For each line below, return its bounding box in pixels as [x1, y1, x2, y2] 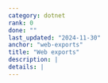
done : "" [8, 26, 37, 34]
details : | [8, 63, 44, 71]
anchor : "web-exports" [8, 41, 83, 49]
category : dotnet [8, 11, 66, 20]
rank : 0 [8, 19, 34, 27]
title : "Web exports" [8, 48, 80, 56]
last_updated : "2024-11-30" [8, 33, 102, 42]
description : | [8, 56, 59, 64]
